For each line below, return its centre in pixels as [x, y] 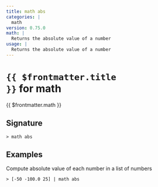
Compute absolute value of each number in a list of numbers [79, 169]
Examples [24, 155]
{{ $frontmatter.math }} [34, 105]
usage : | [17, 44]
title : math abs [26, 11]
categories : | [23, 17]
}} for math [34, 89]
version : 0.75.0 [26, 28]
